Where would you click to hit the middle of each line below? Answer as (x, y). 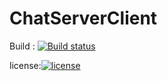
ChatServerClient (83, 18)
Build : (22, 46)
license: (25, 65)
